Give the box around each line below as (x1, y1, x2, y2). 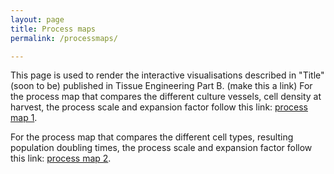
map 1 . (10, 112, 38, 124)
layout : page (10, 14, 65, 25)
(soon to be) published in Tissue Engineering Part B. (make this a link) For (10, 80, 313, 92)
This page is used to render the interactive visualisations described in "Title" (10, 69, 325, 81)
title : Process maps (10, 24, 97, 34)
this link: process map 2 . (10, 152, 112, 165)
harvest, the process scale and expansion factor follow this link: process (10, 101, 308, 113)
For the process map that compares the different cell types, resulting (10, 131, 294, 143)
